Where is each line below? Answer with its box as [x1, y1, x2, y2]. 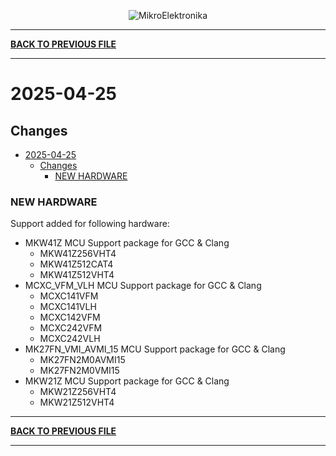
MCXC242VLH [39, 333, 101, 345]
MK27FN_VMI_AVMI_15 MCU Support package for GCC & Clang [24, 343, 286, 355]
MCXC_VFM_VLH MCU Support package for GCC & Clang [24, 280, 262, 292]
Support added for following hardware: [10, 218, 170, 230]
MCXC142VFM [39, 311, 101, 324]
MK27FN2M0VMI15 [39, 365, 120, 377]
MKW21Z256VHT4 [39, 386, 117, 398]
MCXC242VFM [39, 322, 103, 334]
